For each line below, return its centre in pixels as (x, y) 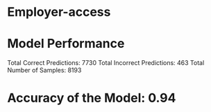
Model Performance (66, 44)
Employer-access (59, 12)
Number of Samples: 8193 (44, 71)
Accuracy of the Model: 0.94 (92, 98)
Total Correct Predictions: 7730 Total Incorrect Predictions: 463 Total (106, 63)
